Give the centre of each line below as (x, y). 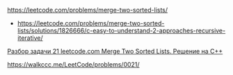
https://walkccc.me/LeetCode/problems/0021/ (74, 64)
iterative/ (30, 38)
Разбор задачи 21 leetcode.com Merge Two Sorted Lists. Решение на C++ (115, 51)
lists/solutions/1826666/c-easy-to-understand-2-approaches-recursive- (121, 31)
